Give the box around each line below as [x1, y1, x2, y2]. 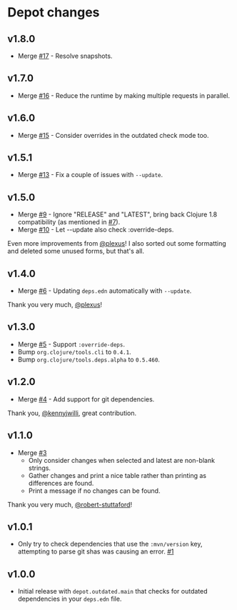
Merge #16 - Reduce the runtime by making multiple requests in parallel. [17, 91, 231, 100]
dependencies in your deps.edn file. [17, 594, 122, 604]
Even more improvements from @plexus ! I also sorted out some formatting [7, 239, 226, 248]
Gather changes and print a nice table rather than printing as [28, 471, 207, 479]
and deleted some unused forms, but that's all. [7, 247, 145, 256]
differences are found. [28, 479, 94, 487]
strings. [28, 464, 51, 472]
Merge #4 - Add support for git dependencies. [17, 394, 155, 404]
